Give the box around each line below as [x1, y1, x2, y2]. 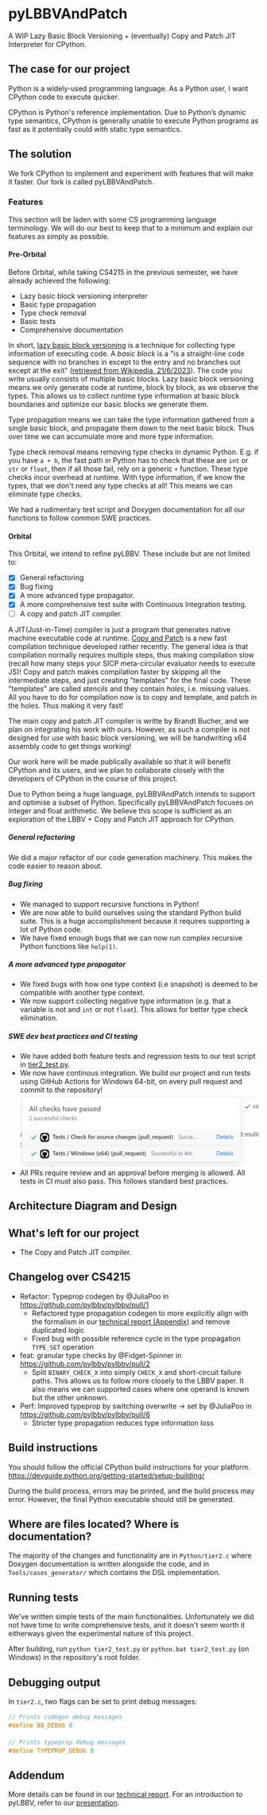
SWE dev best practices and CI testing [8, 1032, 138, 1041]
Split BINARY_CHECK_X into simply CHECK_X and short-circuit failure [31, 1367, 242, 1377]
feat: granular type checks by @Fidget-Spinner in [19, 1350, 182, 1360]
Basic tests [19, 317, 56, 326]
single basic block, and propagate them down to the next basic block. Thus [8, 423, 254, 433]
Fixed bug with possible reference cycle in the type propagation [31, 1334, 241, 1343]
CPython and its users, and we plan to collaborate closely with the [8, 765, 225, 774]
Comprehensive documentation [19, 325, 123, 334]
